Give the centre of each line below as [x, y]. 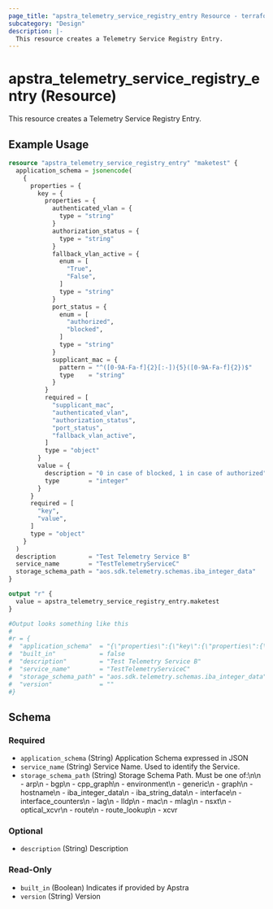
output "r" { [30, 594]
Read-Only [30, 870]
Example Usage [49, 144]
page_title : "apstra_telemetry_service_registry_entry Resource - [123, 16]
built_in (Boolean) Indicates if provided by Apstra [104, 887]
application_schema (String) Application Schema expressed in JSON [134, 758]
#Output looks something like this [69, 623]
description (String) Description [74, 849]
